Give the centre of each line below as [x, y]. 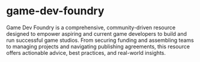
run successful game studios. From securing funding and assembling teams [100, 40]
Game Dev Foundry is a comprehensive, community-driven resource [91, 27]
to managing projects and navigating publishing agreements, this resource [98, 46]
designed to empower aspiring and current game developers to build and [97, 33]
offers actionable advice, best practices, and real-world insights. [86, 52]
